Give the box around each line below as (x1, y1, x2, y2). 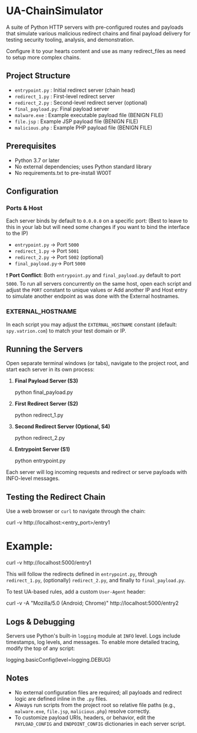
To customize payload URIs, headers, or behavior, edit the (14, 714, 155, 721)
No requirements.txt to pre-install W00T (14, 169, 112, 176)
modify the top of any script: (6, 645, 75, 652)
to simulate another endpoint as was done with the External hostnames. (6, 293, 180, 300)
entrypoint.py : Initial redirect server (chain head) (14, 87, 136, 94)
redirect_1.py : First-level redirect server (14, 92, 115, 99)
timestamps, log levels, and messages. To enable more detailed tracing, (6, 638, 180, 645)
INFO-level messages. (6, 475, 60, 482)
